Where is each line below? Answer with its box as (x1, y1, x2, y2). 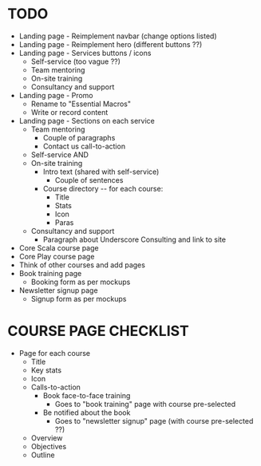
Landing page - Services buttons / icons (18, 48, 152, 57)
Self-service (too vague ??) (30, 57, 121, 66)
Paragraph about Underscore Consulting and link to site (42, 235, 227, 244)
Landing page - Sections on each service (18, 116, 155, 125)
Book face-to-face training (42, 390, 131, 400)
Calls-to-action (30, 382, 81, 392)
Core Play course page (18, 251, 95, 261)
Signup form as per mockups (30, 294, 127, 303)
